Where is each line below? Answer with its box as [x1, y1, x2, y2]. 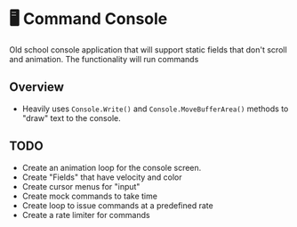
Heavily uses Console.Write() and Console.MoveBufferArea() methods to [21, 103, 289, 114]
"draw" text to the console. [21, 112, 122, 123]
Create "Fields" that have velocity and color [21, 172, 182, 182]
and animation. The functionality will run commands [9, 53, 199, 64]
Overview [9, 79, 65, 95]
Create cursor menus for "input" [21, 181, 140, 191]
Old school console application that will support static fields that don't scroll [9, 44, 287, 55]
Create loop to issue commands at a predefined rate [21, 199, 213, 211]
